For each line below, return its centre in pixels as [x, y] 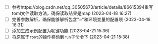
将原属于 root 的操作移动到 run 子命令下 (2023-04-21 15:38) [71, 37]
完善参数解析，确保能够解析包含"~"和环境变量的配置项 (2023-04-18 [81, 20]
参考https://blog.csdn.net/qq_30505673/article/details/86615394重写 [82, 7]
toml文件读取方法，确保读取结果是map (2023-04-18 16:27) [72, 13]
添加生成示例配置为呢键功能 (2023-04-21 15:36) [61, 31]
